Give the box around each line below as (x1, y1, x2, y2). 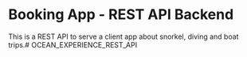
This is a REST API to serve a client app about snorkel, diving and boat (8, 32, 239, 41)
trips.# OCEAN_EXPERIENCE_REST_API (8, 40, 138, 49)
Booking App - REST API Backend (8, 6, 234, 24)
